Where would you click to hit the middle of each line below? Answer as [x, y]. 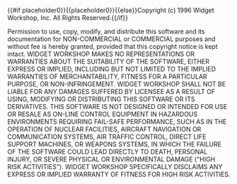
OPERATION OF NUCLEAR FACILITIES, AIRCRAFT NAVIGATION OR [104, 129]
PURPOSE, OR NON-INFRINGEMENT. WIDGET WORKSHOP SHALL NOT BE [117, 84]
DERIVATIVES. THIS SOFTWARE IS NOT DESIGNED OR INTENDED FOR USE [117, 107]
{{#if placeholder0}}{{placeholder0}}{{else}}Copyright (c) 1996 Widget [111, 10]
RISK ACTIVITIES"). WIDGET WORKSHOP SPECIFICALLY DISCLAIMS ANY [115, 167]
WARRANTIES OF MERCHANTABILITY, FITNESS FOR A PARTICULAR [107, 76]
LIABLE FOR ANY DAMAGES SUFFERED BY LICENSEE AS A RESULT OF [111, 92]
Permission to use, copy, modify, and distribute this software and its [106, 31]
